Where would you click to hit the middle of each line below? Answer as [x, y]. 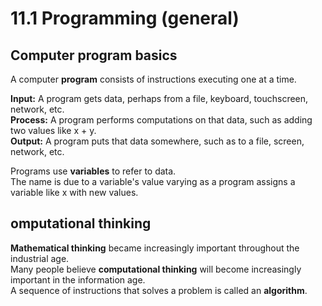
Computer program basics [94, 55]
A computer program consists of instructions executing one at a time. [153, 79]
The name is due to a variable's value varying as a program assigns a [153, 181]
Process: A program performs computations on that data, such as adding [161, 120]
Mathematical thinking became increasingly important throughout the [155, 248]
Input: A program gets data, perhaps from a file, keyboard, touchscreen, [159, 98]
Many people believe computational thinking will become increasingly [156, 269]
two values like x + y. [53, 130]
